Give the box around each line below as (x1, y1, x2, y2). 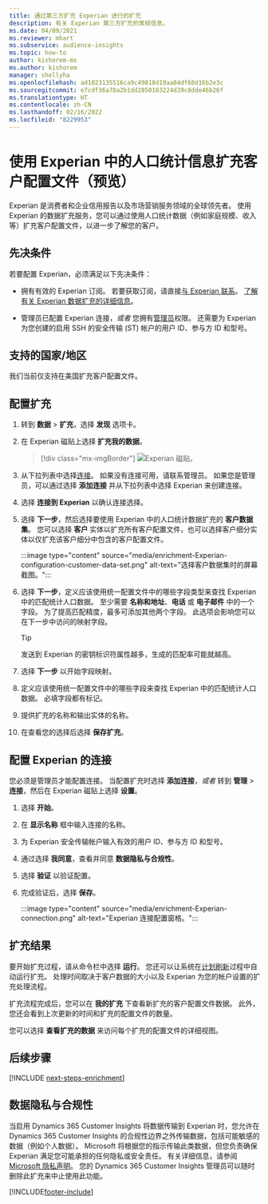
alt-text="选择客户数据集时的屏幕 (149, 560, 258, 570)
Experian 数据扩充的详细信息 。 (36, 296, 138, 305)
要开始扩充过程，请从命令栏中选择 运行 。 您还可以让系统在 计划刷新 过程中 (9, 961, 250, 971)
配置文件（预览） (23, 173, 136, 191)
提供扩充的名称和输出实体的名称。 (20, 711, 133, 720)
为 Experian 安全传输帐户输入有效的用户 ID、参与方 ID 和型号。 (20, 837, 227, 847)
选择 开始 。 (20, 803, 58, 812)
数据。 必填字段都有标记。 (20, 693, 107, 704)
